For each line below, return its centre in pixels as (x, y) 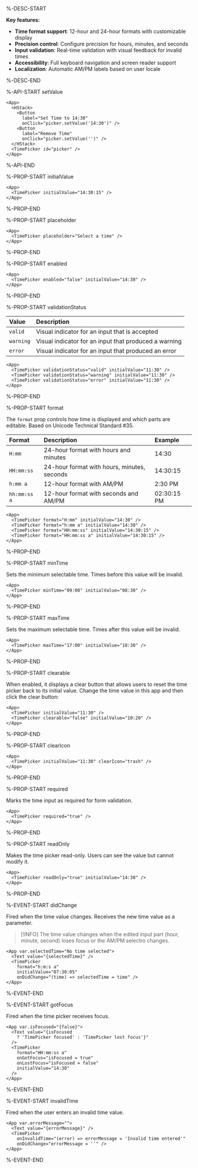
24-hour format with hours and (87, 450)
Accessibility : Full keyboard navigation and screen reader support (95, 63)
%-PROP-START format (35, 408)
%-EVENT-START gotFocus (40, 1005)
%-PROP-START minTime (37, 563)
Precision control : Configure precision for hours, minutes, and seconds (101, 44)
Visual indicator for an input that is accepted (97, 332)
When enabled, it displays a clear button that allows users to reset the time (97, 684)
